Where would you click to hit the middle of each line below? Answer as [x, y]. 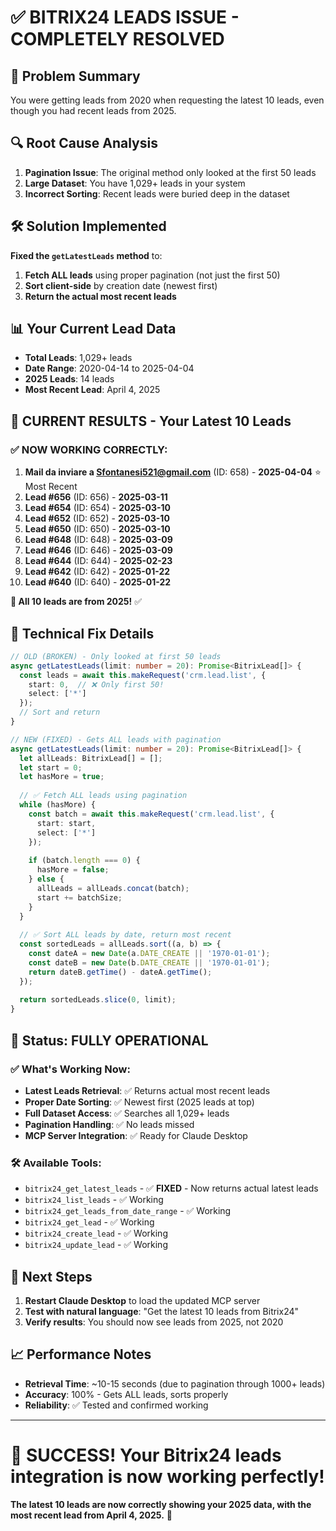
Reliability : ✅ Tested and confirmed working [116, 1405]
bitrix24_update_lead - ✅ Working [96, 1245]
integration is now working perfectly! [167, 1476]
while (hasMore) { [58, 805]
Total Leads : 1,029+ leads [78, 358]
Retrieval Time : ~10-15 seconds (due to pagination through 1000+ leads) [175, 1383]
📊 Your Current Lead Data [93, 329]
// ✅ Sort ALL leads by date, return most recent [125, 935]
